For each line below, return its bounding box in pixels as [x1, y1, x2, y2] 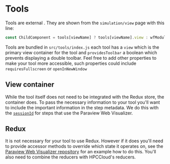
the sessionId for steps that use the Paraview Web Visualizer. [5, 110, 133, 116]
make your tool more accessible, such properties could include [5, 60, 137, 66]
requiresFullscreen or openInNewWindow [5, 65, 87, 71]
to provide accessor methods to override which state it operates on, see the [5, 143, 163, 149]
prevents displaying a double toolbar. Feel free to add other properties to [5, 55, 157, 61]
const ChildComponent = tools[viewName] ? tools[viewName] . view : [5, 35, 148, 40]
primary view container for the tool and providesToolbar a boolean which [5, 49, 157, 56]
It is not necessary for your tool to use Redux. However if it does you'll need [5, 138, 163, 144]
